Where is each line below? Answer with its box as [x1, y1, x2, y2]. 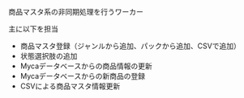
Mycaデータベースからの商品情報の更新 [19, 61, 152, 71]
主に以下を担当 [8, 24, 58, 34]
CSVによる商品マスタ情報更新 [19, 81, 121, 91]
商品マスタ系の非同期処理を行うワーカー [8, 7, 143, 16]
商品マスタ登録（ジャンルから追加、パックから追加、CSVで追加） [19, 41, 241, 51]
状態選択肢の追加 [19, 51, 78, 60]
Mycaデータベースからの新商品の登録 [19, 71, 146, 80]
